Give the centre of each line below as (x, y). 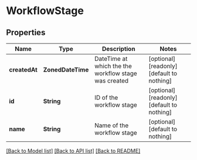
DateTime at (111, 59)
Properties (26, 33)
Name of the (112, 125)
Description (119, 49)
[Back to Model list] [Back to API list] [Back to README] (73, 151)
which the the (113, 66)
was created (112, 81)
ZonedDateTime (66, 70)
